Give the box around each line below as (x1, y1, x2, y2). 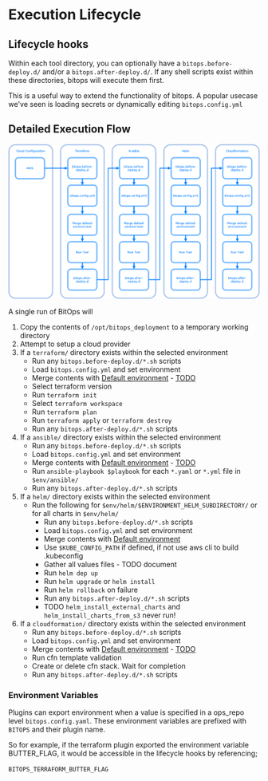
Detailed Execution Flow (8, 122, 131, 136)
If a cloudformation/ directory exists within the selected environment (19, 618, 246, 628)
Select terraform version (31, 381, 112, 391)
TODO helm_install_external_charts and (43, 602, 181, 611)
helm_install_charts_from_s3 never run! (43, 610, 176, 620)
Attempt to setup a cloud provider (19, 339, 131, 349)
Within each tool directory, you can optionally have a (8, 58, 181, 68)
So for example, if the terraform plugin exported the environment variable (8, 740, 250, 749)
